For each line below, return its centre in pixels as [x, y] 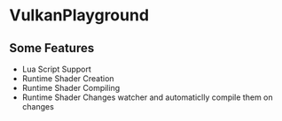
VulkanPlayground [79, 15]
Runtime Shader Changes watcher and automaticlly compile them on [147, 97]
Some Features [52, 48]
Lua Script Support [56, 69]
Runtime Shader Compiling [71, 88]
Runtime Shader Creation [68, 79]
